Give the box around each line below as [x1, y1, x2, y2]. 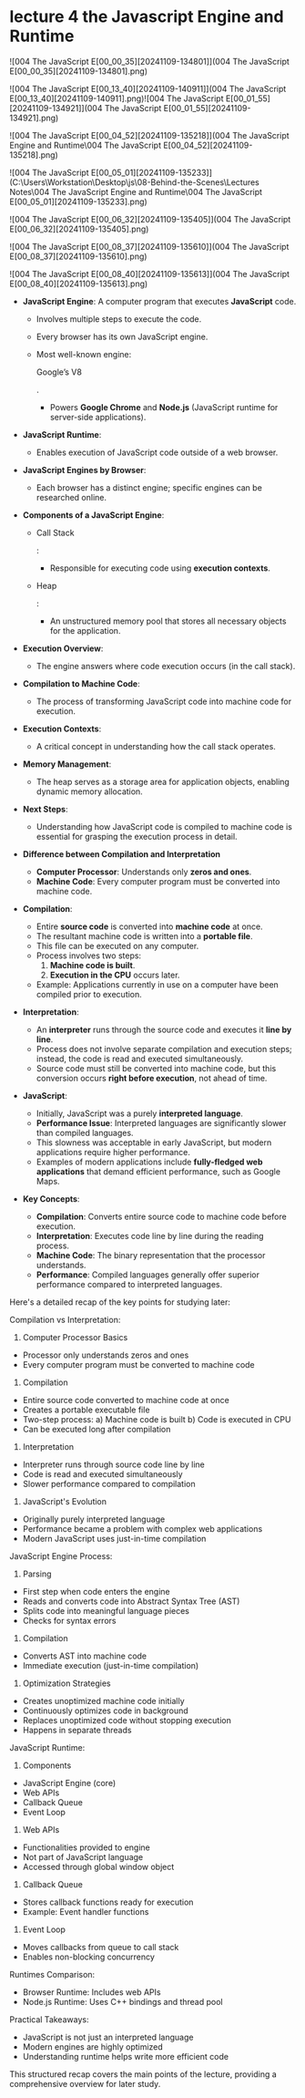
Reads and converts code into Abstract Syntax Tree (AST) [22, 1596, 240, 1607]
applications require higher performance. [36, 1146, 191, 1157]
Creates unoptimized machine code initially [22, 1695, 185, 1706]
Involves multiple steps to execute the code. [36, 313, 202, 325]
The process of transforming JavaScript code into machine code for [36, 696, 292, 707]
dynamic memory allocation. [36, 786, 143, 797]
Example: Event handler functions [22, 1906, 149, 1917]
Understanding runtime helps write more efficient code [22, 2051, 229, 2062]
